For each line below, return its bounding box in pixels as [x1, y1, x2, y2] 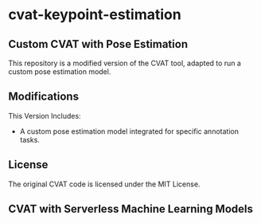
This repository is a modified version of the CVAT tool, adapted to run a [8, 58, 241, 68]
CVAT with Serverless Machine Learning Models [8, 202, 253, 216]
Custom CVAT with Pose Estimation [8, 37, 189, 51]
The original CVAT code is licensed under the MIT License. [8, 179, 201, 189]
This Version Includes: [8, 111, 81, 120]
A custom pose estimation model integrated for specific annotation [19, 126, 239, 136]
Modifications [8, 90, 80, 104]
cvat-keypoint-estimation [8, 6, 181, 24]
